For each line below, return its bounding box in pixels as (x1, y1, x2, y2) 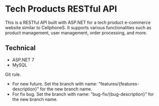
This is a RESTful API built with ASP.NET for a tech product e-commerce (5, 19, 151, 25)
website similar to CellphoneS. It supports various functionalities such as (5, 24, 152, 30)
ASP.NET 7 (12, 57, 34, 63)
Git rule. (5, 71, 21, 77)
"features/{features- (98, 81, 139, 87)
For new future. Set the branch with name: (12, 81, 98, 87)
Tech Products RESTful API (5, 3, 117, 15)
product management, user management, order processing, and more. (5, 30, 147, 35)
